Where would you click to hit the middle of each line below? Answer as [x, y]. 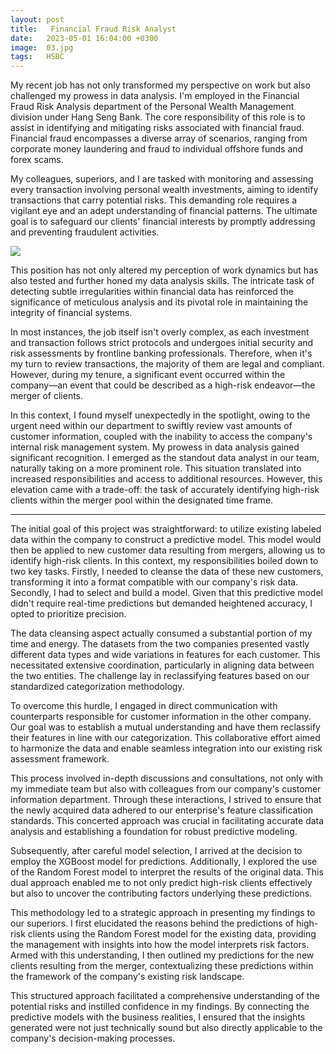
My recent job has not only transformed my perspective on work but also [160, 85]
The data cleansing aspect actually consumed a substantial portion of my [161, 633]
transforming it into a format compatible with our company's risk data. [154, 582]
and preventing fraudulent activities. [85, 232]
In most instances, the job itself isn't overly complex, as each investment [160, 332]
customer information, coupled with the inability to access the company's [161, 437]
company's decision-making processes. [93, 1038]
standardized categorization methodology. [97, 687]
